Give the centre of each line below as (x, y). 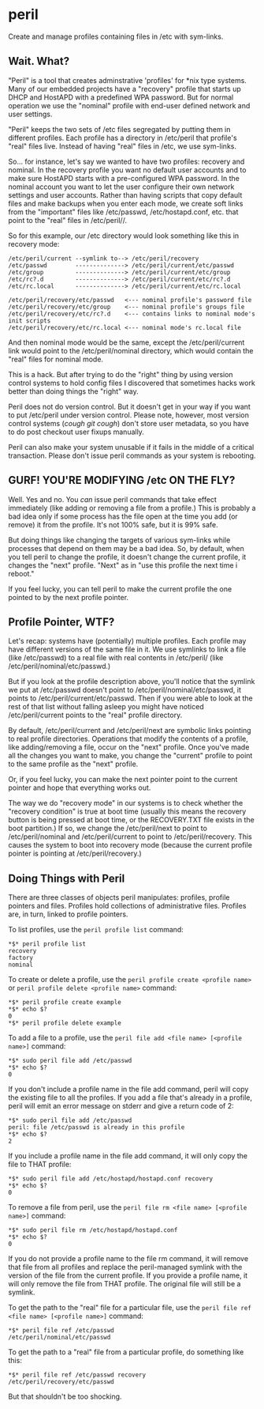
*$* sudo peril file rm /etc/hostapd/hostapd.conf (93, 1230)
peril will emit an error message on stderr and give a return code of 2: (121, 1106)
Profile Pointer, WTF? (61, 622)
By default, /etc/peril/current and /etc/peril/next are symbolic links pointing (130, 731)
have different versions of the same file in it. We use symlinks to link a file (127, 649)
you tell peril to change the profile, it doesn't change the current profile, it (127, 557)
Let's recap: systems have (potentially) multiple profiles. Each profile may (127, 641)
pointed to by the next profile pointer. (68, 597)
